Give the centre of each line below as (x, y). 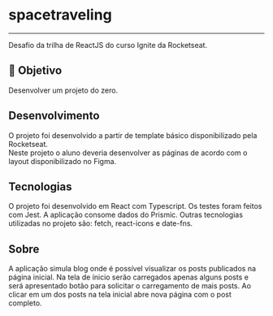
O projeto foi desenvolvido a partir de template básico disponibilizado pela (133, 135)
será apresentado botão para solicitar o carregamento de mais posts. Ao (130, 286)
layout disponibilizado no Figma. (63, 161)
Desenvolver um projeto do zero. (63, 90)
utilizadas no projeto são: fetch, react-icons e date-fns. (101, 223)
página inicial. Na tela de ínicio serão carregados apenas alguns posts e (129, 277)
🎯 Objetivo (35, 71)
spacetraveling (60, 15)
